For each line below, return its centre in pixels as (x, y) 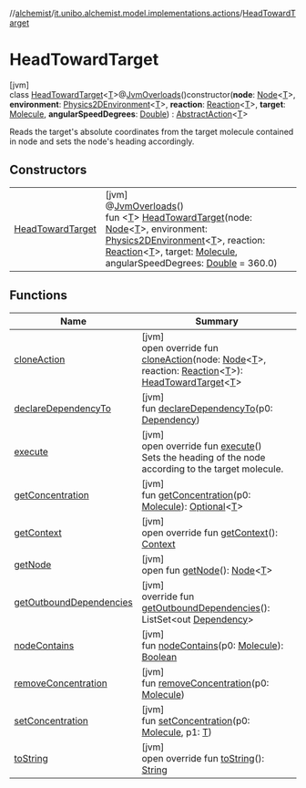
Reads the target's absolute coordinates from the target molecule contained (152, 131)
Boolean (159, 657)
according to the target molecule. (213, 469)
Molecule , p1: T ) (177, 731)
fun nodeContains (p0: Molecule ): (213, 645)
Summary (217, 321)
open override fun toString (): (203, 758)
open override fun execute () (202, 446)
